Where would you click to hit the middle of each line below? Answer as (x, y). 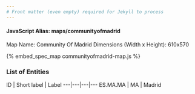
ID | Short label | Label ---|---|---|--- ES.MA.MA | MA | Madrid (84, 85)
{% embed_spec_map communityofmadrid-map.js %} (73, 56)
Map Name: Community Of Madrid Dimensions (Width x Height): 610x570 (98, 44)
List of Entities (28, 72)
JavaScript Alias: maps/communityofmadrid (64, 31)
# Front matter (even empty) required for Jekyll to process (85, 12)
